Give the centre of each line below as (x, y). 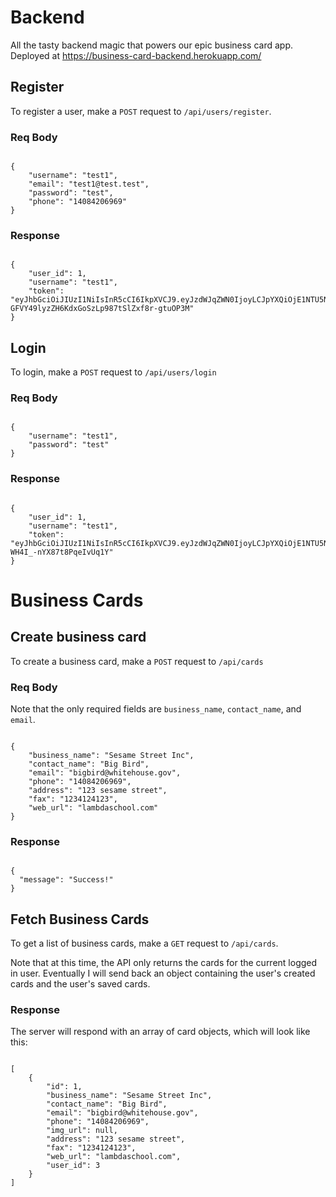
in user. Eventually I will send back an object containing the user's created (163, 973)
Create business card (78, 637)
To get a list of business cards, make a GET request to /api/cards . (144, 943)
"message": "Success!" (66, 880)
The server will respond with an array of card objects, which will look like (160, 1032)
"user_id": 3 (73, 1166)
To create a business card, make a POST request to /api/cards (137, 661)
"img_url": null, (82, 1131)
